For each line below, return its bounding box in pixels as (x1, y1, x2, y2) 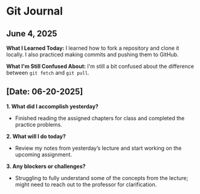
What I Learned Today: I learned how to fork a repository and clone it (6, 44, 179, 52)
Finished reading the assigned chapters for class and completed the (15, 114, 185, 122)
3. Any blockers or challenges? (6, 162, 86, 170)
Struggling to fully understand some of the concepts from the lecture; (15, 174, 189, 181)
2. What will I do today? (6, 132, 66, 140)
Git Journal (6, 4, 63, 18)
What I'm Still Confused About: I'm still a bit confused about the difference (6, 62, 195, 70)
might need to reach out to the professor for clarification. (15, 181, 157, 188)
